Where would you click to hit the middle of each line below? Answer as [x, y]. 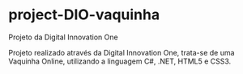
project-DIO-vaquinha [84, 15]
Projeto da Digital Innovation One [64, 37]
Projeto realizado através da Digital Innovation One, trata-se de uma [122, 52]
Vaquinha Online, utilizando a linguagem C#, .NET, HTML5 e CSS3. [120, 61]
